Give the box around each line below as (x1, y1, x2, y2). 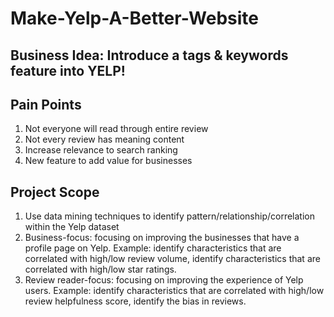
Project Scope (10, 183, 100, 201)
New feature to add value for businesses (24, 155, 193, 167)
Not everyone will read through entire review (24, 123, 209, 135)
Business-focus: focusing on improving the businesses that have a (24, 232, 300, 244)
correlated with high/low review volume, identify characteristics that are (24, 253, 321, 265)
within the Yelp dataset (24, 221, 120, 233)
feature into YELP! (10, 62, 126, 79)
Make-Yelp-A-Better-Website (10, 7, 260, 30)
